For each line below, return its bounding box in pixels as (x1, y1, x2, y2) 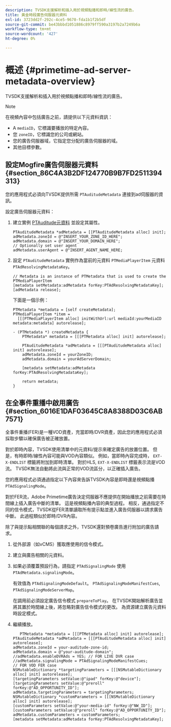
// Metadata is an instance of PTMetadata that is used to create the (12, 274, 166, 279)
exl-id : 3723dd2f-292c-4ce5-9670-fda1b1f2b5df (5, 17, 106, 22)
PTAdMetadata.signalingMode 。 (12, 570, 77, 576)
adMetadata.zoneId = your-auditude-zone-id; (12, 645, 109, 650)
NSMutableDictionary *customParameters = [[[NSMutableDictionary (12, 694, 155, 700)
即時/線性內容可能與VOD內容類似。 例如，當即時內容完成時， (22, 453, 152, 459)
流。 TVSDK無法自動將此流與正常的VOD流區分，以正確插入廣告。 (5, 466, 143, 472)
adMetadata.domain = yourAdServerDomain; (22, 356, 111, 361)
